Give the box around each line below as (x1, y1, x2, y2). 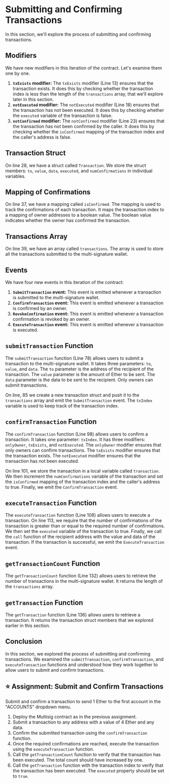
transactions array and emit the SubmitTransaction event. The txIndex (5, 397, 153, 403)
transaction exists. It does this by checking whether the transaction (12, 85, 153, 91)
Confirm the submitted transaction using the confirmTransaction (12, 730, 147, 736)
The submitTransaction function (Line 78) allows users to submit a (5, 355, 144, 361)
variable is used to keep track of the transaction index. (5, 402, 119, 409)
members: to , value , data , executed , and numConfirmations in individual (5, 168, 153, 174)
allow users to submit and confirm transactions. (5, 667, 105, 673)
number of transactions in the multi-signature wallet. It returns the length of (5, 578, 163, 584)
